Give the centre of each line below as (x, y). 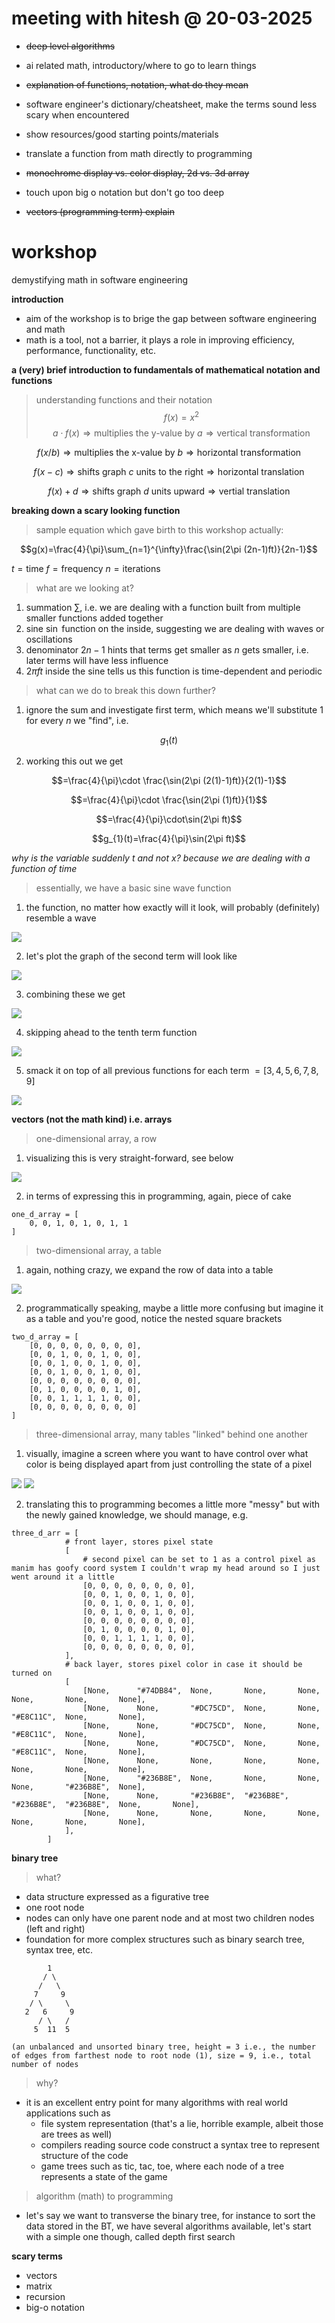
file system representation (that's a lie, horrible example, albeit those (182, 2124)
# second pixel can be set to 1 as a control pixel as (199, 1560)
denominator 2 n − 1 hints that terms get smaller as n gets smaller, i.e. (167, 649)
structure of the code (84, 2156)
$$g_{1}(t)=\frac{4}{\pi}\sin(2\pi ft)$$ (169, 839)
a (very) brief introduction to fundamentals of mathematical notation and (166, 369)
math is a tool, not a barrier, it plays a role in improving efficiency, (160, 339)
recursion (45, 2297)
